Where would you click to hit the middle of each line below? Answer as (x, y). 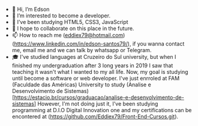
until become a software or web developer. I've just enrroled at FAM (96, 78)
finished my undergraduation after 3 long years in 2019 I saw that (92, 65)
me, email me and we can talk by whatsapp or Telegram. (82, 50)
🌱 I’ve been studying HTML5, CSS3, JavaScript (70, 22)
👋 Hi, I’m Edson (31, 9)
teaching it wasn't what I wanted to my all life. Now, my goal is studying (100, 72)
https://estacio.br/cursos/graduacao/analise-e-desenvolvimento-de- (99, 97)
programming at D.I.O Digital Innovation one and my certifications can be (102, 110)
